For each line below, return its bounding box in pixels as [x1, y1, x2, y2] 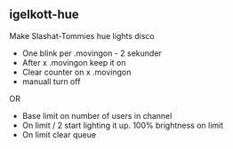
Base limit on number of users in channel [21, 110, 173, 121]
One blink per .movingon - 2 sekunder [21, 48, 162, 59]
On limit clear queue [21, 129, 96, 140]
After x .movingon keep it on [21, 57, 126, 67]
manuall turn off [21, 75, 81, 87]
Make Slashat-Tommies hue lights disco [9, 30, 156, 41]
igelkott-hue [9, 7, 80, 22]
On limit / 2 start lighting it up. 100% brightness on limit [21, 120, 224, 130]
